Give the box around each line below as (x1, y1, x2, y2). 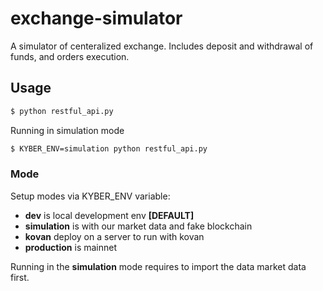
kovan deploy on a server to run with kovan (24, 230, 205, 242)
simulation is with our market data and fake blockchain (24, 220, 253, 232)
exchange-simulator (10, 7, 183, 30)
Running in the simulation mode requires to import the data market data (10, 260, 307, 272)
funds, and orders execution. (10, 50, 130, 62)
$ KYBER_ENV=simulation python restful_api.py (10, 143, 208, 154)
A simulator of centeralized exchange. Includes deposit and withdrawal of (10, 40, 314, 52)
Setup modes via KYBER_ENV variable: (10, 190, 171, 202)
